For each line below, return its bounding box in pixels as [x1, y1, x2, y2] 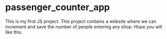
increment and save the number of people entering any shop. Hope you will [5, 23, 163, 29]
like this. [5, 29, 23, 35]
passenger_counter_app [5, 2, 110, 13]
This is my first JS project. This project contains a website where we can [5, 18, 157, 24]
